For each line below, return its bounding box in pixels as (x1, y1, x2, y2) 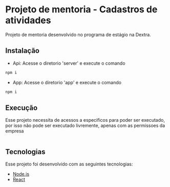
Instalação (5, 46, 40, 55)
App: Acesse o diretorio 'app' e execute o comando (12, 79, 122, 85)
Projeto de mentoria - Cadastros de (5, 4, 158, 15)
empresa (5, 128, 24, 134)
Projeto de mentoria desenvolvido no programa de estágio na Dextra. (5, 31, 151, 38)
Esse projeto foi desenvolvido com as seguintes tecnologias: (5, 161, 133, 167)
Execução (5, 103, 38, 112)
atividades (5, 14, 51, 26)
